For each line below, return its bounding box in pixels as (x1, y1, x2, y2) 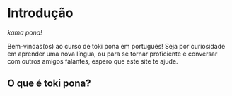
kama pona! (7, 28, 42, 37)
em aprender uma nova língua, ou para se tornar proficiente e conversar (7, 49, 218, 58)
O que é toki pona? (7, 78, 91, 90)
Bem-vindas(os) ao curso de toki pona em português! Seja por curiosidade (7, 42, 226, 50)
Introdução (7, 5, 74, 21)
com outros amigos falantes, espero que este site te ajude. (7, 56, 178, 65)
